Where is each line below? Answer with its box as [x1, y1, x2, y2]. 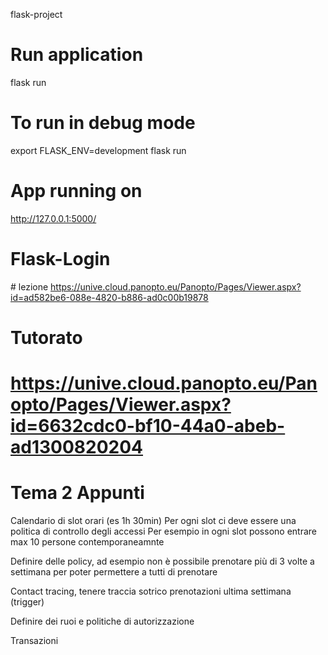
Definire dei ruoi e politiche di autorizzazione [10, 615, 195, 628]
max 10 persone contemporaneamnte [10, 536, 165, 548]
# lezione [10, 280, 49, 293]
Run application [10, 44, 144, 66]
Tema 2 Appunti [10, 482, 145, 504]
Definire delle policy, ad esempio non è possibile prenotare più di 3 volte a [10, 555, 315, 568]
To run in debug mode [10, 112, 196, 134]
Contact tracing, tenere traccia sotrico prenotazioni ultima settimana [10, 585, 292, 598]
